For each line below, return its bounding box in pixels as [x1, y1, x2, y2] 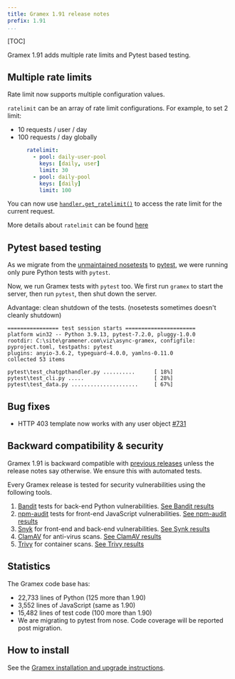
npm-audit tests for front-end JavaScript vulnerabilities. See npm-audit [17, 509, 226, 518]
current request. [7, 207, 55, 216]
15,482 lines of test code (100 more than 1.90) [17, 608, 152, 617]
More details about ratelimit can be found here [7, 221, 149, 229]
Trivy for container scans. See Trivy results [17, 540, 145, 548]
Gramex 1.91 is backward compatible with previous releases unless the [7, 458, 215, 468]
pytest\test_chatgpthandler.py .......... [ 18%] [7, 368, 174, 376]
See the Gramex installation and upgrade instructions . [7, 663, 165, 672]
